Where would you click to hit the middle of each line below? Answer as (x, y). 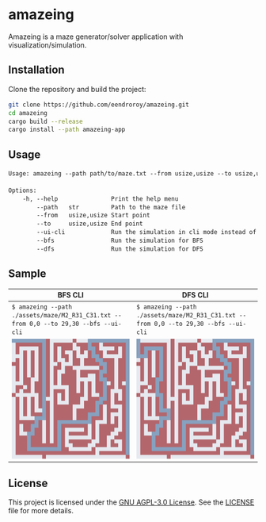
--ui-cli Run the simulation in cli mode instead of (147, 232)
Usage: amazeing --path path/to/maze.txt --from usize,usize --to (120, 174)
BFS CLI (71, 295)
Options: (23, 190)
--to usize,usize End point (90, 224)
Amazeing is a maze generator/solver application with (96, 36)
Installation (36, 70)
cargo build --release (46, 121)
